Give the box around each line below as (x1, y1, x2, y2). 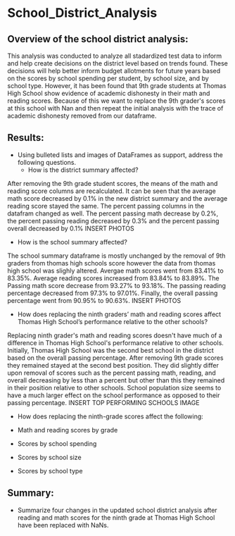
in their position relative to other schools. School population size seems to (7, 383, 222, 392)
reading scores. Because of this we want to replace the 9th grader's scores (7, 96, 227, 105)
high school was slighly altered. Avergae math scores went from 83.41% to (7, 266, 224, 275)
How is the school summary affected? (17, 237, 128, 246)
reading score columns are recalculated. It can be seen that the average (7, 187, 216, 195)
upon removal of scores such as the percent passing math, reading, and (7, 368, 216, 377)
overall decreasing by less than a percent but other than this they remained (7, 375, 225, 385)
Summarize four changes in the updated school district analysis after (17, 506, 217, 514)
